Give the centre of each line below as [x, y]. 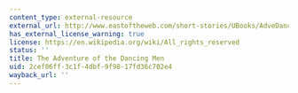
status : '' [29, 50]
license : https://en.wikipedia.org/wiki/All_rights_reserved [125, 42]
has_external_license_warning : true [77, 34]
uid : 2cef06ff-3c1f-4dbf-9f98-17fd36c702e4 [91, 67]
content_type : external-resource [71, 17]
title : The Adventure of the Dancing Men [87, 58]
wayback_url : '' [39, 75]
